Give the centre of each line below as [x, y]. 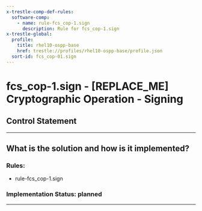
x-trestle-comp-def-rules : [40, 12]
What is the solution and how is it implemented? [98, 149]
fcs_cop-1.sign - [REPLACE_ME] [87, 86]
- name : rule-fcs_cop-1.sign [54, 23]
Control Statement [41, 121]
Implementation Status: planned [54, 194]
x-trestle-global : [29, 34]
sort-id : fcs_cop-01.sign [44, 57]
